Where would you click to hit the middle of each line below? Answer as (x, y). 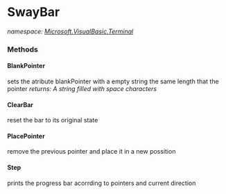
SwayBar (34, 12)
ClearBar (20, 104)
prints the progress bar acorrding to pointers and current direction (102, 183)
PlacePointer (26, 136)
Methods (23, 49)
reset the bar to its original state (53, 120)
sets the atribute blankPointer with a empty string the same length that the (113, 81)
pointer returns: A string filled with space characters (82, 89)
